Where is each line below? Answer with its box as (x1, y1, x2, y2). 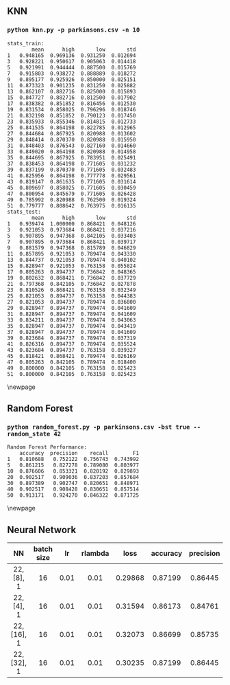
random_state (7, 430, 51, 438)
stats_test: (7, 208, 41, 215)
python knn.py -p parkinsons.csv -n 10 (7, 26, 140, 34)
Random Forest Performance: (7, 444, 88, 451)
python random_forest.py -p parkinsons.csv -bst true (7, 423, 190, 431)
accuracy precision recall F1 (19, 450, 139, 457)
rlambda (81, 549, 110, 559)
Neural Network (7, 524, 77, 535)
